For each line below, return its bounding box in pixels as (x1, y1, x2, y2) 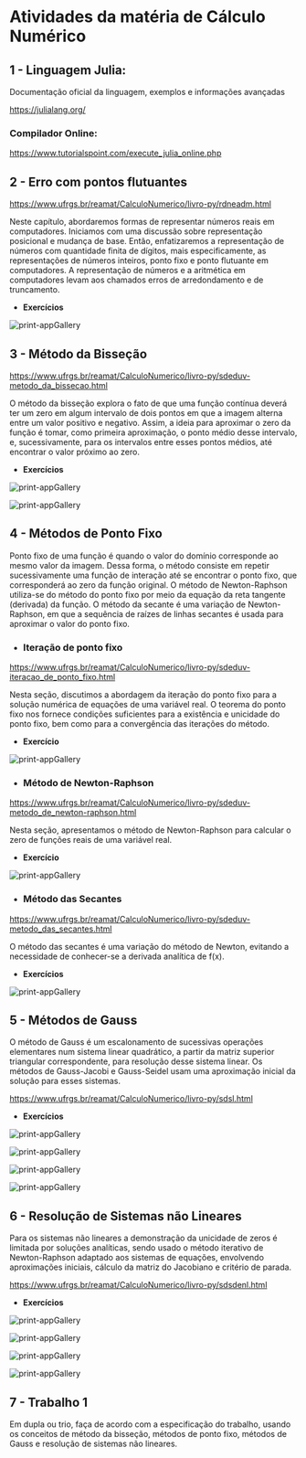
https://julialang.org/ (9, 104, 87, 115)
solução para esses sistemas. (9, 1076, 121, 1087)
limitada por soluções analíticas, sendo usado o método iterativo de (9, 1242, 264, 1253)
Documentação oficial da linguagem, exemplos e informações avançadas (9, 87, 286, 97)
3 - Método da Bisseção (9, 346, 148, 362)
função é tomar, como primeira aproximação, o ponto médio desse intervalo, (9, 427, 298, 438)
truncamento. (9, 284, 60, 295)
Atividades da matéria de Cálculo (9, 6, 267, 27)
